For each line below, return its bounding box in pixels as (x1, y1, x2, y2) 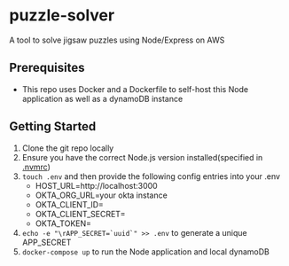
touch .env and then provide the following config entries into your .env (21, 170, 281, 182)
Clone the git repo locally (21, 143, 114, 153)
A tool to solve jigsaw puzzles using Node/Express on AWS (9, 35, 225, 45)
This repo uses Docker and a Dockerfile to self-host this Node (21, 83, 249, 94)
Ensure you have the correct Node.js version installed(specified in (21, 152, 263, 162)
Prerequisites (9, 60, 85, 75)
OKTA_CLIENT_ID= (35, 199, 105, 209)
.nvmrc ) (21, 161, 51, 172)
